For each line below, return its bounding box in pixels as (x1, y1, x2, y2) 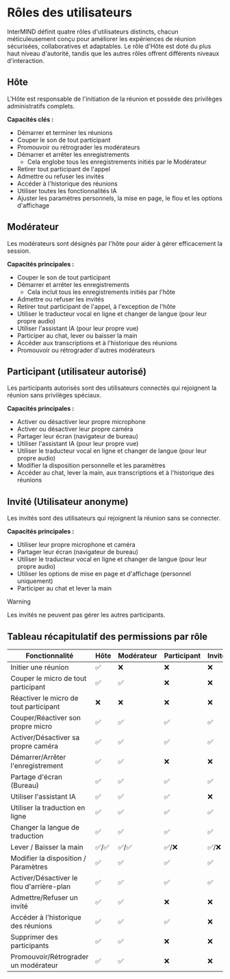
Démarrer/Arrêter (10, 752, 66, 762)
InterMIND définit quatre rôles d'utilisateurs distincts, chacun (7, 27, 179, 36)
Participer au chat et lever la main (16, 584, 112, 593)
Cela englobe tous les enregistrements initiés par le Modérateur (27, 158, 207, 166)
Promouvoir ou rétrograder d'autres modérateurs (16, 346, 155, 354)
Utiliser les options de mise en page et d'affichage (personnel (16, 570, 192, 578)
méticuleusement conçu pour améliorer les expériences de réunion (7, 34, 196, 42)
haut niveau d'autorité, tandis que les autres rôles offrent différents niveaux (7, 49, 220, 58)
